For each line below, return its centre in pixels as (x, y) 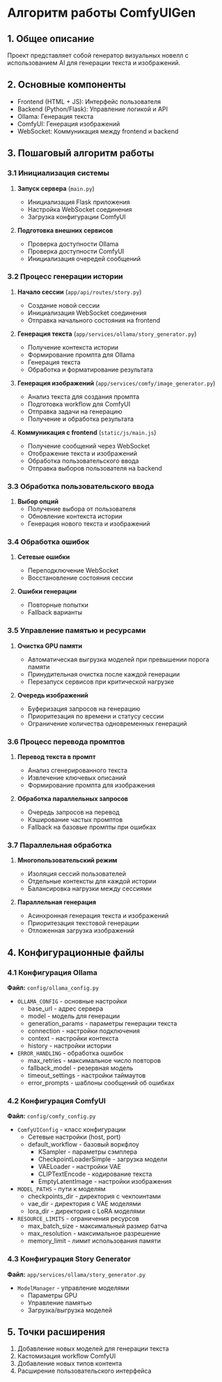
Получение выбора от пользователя (82, 509)
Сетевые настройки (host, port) (74, 1137)
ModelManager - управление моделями (73, 1288)
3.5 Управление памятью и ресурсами (77, 631)
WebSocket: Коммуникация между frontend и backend (98, 131)
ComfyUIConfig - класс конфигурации (72, 1130)
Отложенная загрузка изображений (81, 931)
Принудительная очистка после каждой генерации (104, 674)
